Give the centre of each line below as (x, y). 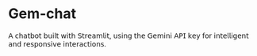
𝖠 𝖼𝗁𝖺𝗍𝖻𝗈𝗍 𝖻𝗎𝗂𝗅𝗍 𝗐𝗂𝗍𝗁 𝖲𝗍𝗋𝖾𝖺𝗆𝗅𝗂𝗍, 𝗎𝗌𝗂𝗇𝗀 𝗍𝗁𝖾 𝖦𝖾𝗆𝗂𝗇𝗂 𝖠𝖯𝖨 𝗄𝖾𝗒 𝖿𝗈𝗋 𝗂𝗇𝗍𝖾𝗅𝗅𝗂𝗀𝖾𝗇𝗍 (128, 35)
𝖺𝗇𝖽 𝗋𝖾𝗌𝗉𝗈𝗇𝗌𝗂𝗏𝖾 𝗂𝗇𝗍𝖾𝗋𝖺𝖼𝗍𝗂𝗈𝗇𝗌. (58, 43)
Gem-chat (42, 14)
